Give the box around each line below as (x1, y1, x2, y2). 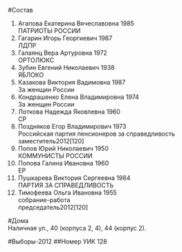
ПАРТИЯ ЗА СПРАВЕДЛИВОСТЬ (17, 181, 114, 189)
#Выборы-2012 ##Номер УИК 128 (8, 237, 107, 245)
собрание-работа (17, 196, 71, 204)
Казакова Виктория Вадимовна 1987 (17, 78, 126, 86)
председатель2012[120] (17, 204, 89, 211)
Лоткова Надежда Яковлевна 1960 (17, 107, 120, 116)
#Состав (8, 6, 33, 14)
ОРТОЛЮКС (17, 56, 55, 64)
